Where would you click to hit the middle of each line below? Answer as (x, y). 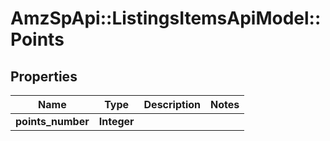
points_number (52, 121)
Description (172, 104)
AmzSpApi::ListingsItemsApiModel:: (166, 18)
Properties (44, 76)
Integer (116, 121)
